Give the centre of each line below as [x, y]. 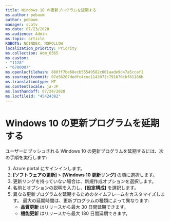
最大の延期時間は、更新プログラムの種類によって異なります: [86, 200]
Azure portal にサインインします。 [49, 169]
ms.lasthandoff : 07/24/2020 [35, 91]
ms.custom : [17, 58]
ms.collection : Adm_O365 [32, 53]
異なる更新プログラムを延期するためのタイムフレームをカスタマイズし [87, 194]
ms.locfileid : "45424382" [33, 96]
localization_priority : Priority [41, 48]
